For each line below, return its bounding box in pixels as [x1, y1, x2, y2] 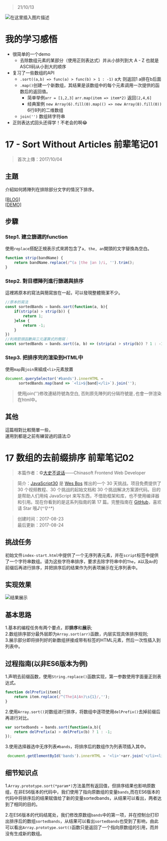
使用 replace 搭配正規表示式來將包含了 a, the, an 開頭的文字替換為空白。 [5, 246, 152, 252]
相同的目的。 [13, 801, 40, 808]
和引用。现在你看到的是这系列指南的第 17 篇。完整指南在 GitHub [17, 499, 149, 505]
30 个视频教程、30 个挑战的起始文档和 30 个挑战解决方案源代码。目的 [17, 486, 161, 492]
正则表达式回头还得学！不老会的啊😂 [12, 119, 88, 125]
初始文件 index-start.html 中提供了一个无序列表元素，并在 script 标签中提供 [5, 552, 159, 558]
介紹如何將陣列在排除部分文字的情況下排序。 [5, 186, 97, 192]
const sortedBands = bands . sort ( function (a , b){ [5, 305, 108, 310]
